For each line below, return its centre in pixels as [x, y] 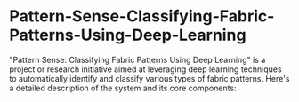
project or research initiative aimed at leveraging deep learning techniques [145, 69]
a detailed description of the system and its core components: [123, 88]
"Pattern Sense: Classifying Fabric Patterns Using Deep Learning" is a [137, 59]
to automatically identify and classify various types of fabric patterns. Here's [149, 78]
